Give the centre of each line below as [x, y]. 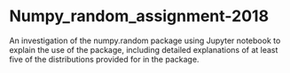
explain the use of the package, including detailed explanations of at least [144, 49]
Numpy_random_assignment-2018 [139, 16]
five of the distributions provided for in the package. [104, 59]
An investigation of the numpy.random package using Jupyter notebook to [145, 40]
